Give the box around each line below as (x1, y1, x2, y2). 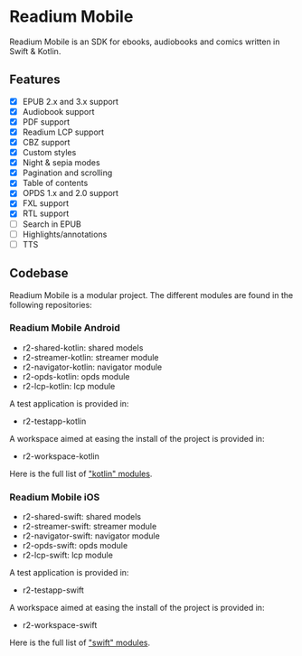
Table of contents (22, 178, 89, 189)
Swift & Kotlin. (9, 45, 61, 56)
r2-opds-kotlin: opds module (22, 370, 130, 381)
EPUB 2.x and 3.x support (22, 96, 119, 107)
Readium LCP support (22, 127, 105, 137)
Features (9, 72, 61, 88)
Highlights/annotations (22, 229, 108, 239)
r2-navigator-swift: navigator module (22, 530, 160, 541)
